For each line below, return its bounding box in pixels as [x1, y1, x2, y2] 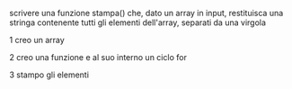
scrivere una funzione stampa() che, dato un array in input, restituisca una [9, 8, 284, 18]
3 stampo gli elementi [9, 69, 90, 80]
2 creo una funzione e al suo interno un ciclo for [9, 52, 187, 62]
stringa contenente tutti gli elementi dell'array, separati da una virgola [9, 17, 267, 28]
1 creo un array [9, 35, 65, 45]
